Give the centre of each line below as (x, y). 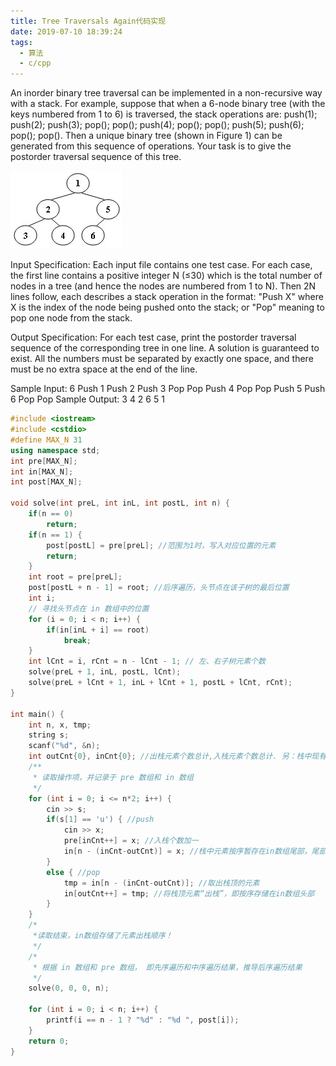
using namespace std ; (55, 450)
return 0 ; (49, 1041)
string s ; (49, 735)
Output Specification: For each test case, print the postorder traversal (153, 337)
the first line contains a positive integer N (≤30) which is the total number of (166, 276)
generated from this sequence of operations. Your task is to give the (151, 146)
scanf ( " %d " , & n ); (64, 746)
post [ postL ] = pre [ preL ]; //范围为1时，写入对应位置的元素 (161, 545)
